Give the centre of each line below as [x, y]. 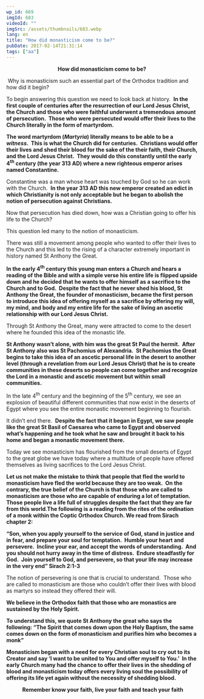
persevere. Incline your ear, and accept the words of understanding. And [101, 546]
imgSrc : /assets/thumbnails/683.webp [54, 29]
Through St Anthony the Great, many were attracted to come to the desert [99, 326]
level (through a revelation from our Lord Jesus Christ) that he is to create [101, 364]
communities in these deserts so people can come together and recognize [102, 370]
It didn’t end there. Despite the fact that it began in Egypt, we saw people [100, 420]
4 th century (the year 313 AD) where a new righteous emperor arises [94, 163]
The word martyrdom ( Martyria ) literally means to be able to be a [90, 136]
